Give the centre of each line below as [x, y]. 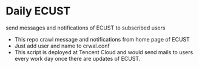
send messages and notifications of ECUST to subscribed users [86, 28]
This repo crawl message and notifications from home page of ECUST [102, 39]
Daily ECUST [38, 11]
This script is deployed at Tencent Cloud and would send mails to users [104, 52]
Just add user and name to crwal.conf [62, 46]
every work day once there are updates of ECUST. [77, 58]
